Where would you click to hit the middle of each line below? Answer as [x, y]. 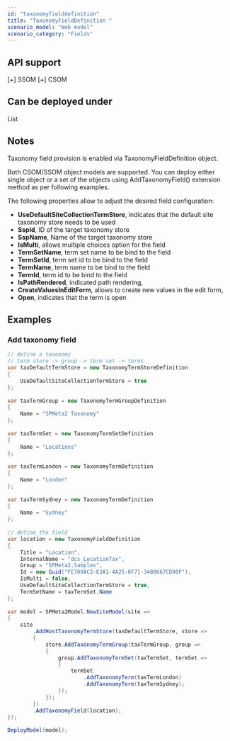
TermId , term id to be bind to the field [72, 274]
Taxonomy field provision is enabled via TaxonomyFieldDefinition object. [113, 158]
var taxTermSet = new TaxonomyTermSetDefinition [80, 433]
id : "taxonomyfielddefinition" [53, 14]
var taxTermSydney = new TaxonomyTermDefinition [80, 500]
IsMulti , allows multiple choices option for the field [92, 245]
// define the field [38, 533]
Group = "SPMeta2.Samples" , [61, 565]
